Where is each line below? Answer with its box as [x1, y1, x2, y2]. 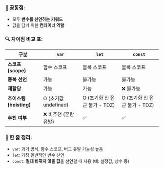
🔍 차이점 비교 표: [5, 36, 43, 42]
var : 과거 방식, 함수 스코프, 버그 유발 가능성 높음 [12, 146, 103, 152]
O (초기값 [43, 95, 64, 102]
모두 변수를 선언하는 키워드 [12, 16, 63, 22]
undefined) [43, 101, 69, 108]
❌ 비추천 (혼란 [43, 111, 74, 118]
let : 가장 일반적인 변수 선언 [12, 152, 64, 158]
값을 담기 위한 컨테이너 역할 [12, 22, 64, 28]
